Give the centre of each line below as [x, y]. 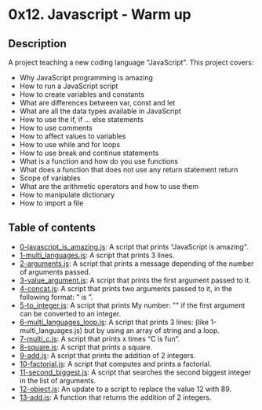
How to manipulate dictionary [67, 195]
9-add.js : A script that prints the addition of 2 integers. [107, 355]
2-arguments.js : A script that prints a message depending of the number [136, 263]
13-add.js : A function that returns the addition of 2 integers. [115, 397]
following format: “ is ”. [56, 297]
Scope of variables [50, 178]
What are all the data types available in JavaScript [100, 111]
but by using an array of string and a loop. [152, 330]
